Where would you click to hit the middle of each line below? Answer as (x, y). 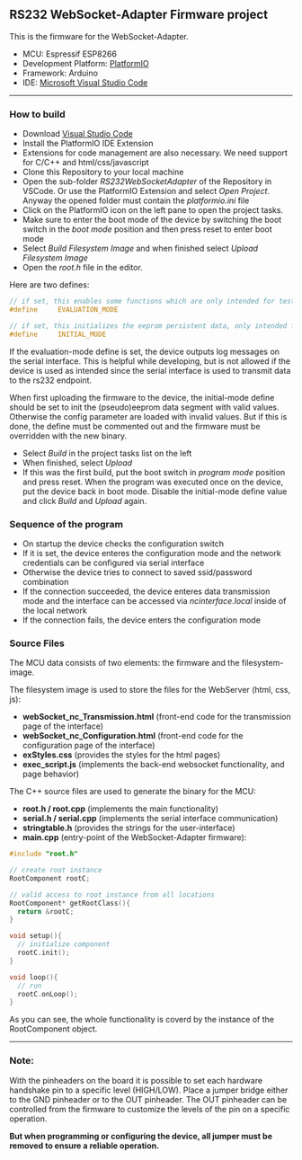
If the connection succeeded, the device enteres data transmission (146, 591)
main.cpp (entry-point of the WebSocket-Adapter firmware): (134, 837)
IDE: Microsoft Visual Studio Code (85, 82)
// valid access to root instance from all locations (112, 894)
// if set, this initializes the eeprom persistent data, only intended (148, 326)
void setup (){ (36, 936)
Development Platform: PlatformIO (86, 63)
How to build (37, 114)
